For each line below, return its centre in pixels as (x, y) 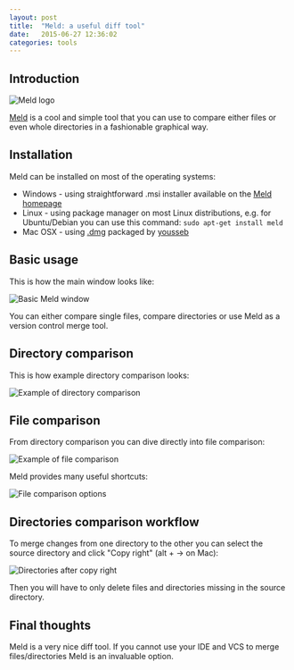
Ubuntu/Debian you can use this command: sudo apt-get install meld (152, 222)
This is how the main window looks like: (82, 281)
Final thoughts (50, 625)
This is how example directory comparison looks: (99, 375)
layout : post (33, 17)
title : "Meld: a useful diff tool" (77, 26)
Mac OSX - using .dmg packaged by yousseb (106, 231)
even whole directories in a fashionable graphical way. (109, 127)
